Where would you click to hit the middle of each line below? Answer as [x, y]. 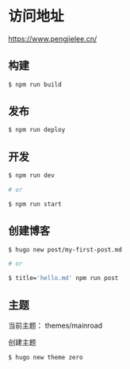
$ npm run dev [32, 175]
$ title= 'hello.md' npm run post [63, 279]
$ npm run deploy [37, 130]
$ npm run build [35, 84]
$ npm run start [35, 204]
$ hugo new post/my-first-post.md [65, 250]
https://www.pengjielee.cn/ [53, 38]
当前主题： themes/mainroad [55, 325]
